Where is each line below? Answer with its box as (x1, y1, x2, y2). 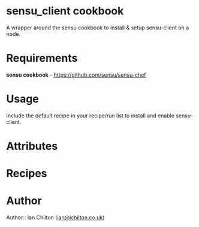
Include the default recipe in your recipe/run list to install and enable (6, 112, 175, 119)
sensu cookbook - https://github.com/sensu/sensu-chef (6, 71, 146, 78)
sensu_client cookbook (6, 4, 124, 18)
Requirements (6, 52, 78, 65)
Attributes (6, 140, 58, 153)
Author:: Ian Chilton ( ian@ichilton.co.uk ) (6, 214, 105, 221)
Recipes (6, 167, 47, 180)
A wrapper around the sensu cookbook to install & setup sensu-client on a (6, 24, 189, 31)
